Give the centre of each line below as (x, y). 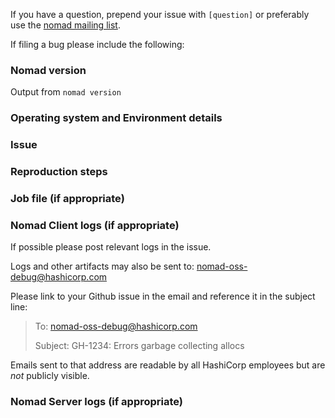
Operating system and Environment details (116, 118)
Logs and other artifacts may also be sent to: (102, 266)
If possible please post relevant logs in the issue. (111, 247)
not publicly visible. (50, 376)
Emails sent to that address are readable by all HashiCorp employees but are (168, 365)
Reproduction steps (59, 172)
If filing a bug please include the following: (97, 44)
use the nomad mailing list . (65, 25)
